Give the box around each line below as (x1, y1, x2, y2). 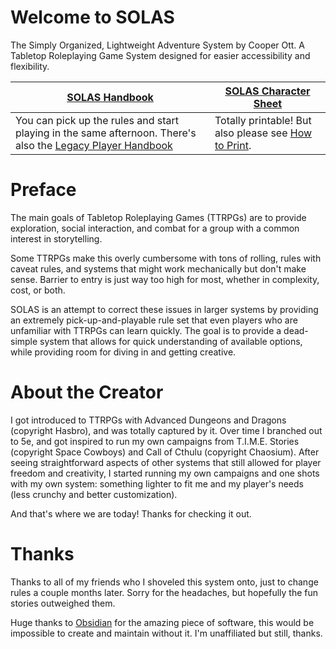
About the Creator (10, 381, 164, 404)
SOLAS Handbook (66, 90, 154, 104)
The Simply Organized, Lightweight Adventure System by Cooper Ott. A (10, 39, 305, 51)
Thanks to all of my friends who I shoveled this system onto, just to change (10, 576, 319, 588)
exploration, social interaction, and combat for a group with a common (10, 222, 300, 234)
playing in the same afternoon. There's (15, 126, 197, 140)
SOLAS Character (224, 84, 311, 98)
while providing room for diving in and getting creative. (10, 346, 237, 358)
